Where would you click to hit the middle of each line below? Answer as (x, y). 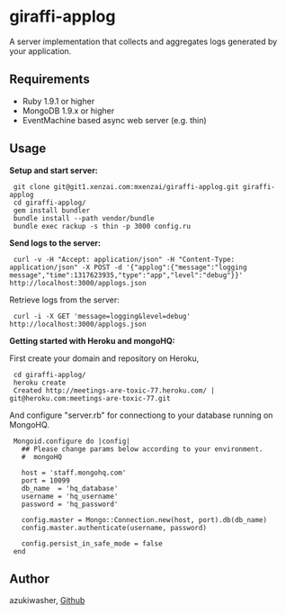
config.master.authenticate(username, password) (114, 528)
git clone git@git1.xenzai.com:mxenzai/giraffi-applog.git (126, 186)
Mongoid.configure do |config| (71, 441)
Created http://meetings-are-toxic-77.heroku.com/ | (114, 390)
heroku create (40, 383)
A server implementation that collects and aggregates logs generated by (143, 41)
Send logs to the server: (55, 243)
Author (29, 578)
